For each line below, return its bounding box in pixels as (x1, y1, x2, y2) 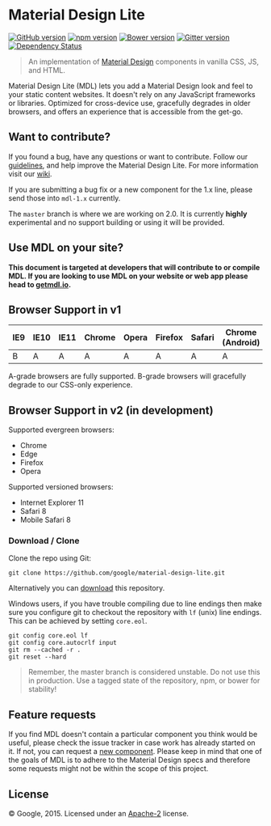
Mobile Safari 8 (19, 515, 71, 525)
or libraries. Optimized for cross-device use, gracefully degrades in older (8, 98, 252, 108)
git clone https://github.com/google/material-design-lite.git (8, 569, 226, 578)
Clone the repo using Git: (8, 553, 91, 563)
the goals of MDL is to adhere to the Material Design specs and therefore (8, 755, 251, 765)
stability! (27, 684, 57, 694)
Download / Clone (8, 536, 80, 547)
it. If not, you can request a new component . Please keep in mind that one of (8, 747, 262, 756)
